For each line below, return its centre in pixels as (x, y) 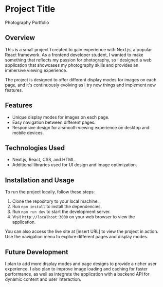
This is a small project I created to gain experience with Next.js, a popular (79, 49)
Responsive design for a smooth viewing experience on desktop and (81, 127)
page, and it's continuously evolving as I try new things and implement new (81, 85)
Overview (20, 38)
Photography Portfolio (27, 22)
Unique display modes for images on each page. (61, 117)
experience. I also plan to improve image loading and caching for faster (76, 269)
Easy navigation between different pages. (54, 122)
